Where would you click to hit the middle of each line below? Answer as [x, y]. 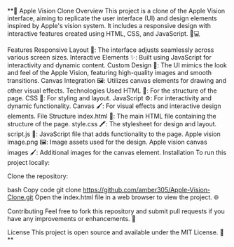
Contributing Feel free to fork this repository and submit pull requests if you [116, 211]
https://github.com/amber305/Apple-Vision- [147, 190]
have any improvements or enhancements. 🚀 [72, 219]
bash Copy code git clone [44, 190]
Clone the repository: [38, 176]
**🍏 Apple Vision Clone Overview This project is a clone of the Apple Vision [116, 11]
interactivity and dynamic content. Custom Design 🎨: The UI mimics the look [117, 65]
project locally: [29, 162]
